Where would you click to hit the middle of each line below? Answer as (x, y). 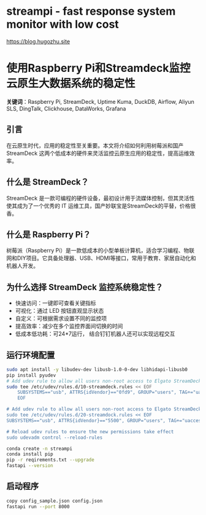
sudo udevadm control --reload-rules (55, 438)
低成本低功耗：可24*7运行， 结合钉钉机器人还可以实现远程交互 (95, 334)
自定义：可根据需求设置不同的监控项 (61, 318)
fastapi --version (30, 466)
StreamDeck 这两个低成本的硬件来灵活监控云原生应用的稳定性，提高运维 (98, 153)
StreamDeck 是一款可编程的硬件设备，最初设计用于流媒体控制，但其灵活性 (101, 198)
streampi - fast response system (91, 11)
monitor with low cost (63, 24)
